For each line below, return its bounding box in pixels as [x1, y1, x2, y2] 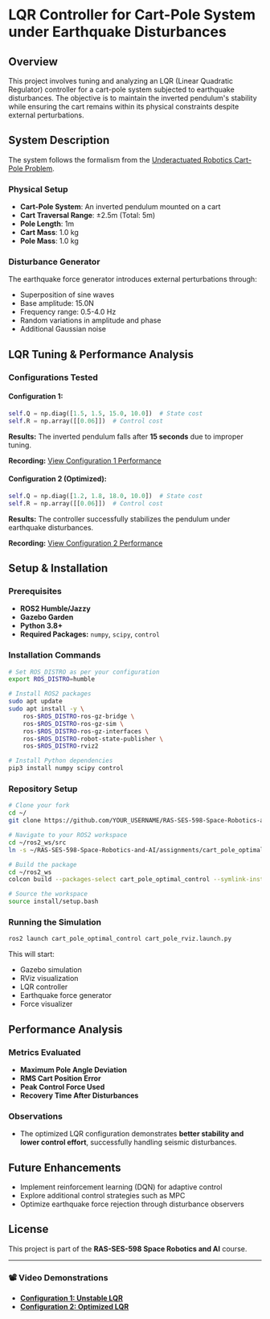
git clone [8, 817, 42, 825]
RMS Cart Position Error [19, 1073, 102, 1083]
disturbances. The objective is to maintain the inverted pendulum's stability [8, 93, 257, 102]
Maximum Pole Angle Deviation [19, 1065, 127, 1074]
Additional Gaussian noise [19, 324, 107, 334]
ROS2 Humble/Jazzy [19, 604, 91, 613]
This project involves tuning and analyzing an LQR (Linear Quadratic [8, 76, 234, 85]
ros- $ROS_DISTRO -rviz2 [22, 742, 99, 750]
